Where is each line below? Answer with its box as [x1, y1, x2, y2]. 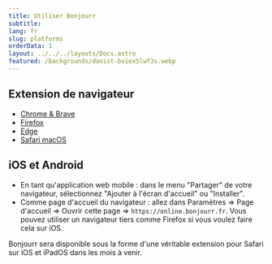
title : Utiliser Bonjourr [8, 11, 96, 20]
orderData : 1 [8, 42, 53, 50]
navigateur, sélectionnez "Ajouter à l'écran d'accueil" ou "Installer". [19, 188, 245, 198]
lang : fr [8, 27, 38, 35]
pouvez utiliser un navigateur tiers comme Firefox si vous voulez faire [19, 214, 253, 224]
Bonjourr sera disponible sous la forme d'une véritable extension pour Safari [8, 239, 264, 249]
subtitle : [8, 19, 42, 28]
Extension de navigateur [8, 87, 135, 102]
